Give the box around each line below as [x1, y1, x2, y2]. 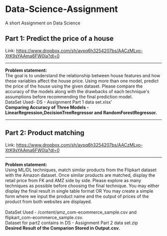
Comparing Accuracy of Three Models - [5, 104, 89, 110]
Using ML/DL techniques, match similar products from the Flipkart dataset [5, 167, 157, 173]
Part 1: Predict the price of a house [5, 34, 114, 43]
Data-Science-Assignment [5, 3, 118, 15]
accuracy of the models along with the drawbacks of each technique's [5, 88, 150, 94]
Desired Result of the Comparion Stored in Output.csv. [5, 225, 120, 231]
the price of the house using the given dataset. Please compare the [5, 83, 143, 89]
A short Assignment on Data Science [5, 20, 81, 26]
